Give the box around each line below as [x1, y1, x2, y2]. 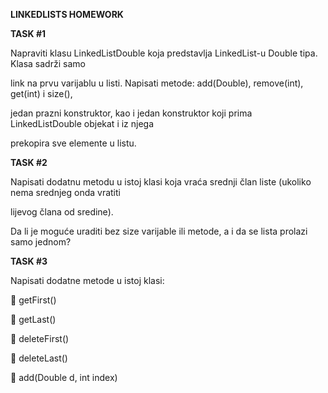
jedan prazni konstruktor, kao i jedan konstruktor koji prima [10, 107, 253, 119]
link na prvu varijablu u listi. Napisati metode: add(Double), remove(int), [10, 77, 304, 89]
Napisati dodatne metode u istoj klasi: [10, 275, 165, 286]
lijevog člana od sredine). [10, 206, 114, 218]
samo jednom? [10, 236, 72, 248]
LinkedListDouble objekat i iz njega [10, 118, 155, 129]
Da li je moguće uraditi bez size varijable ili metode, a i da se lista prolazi [10, 225, 308, 237]
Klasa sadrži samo [10, 58, 86, 69]
